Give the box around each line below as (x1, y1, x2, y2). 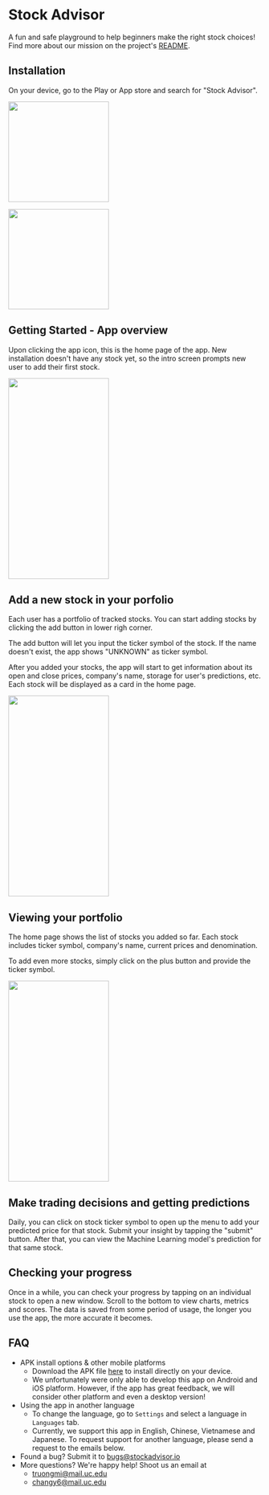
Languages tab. (31, 1417, 80, 1427)
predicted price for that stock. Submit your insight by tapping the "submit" (8, 1226, 254, 1235)
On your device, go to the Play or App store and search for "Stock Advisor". (8, 85, 259, 95)
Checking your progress (8, 1266, 132, 1280)
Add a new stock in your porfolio (8, 593, 174, 607)
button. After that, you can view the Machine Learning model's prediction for (8, 1235, 262, 1244)
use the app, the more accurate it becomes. (8, 1313, 153, 1322)
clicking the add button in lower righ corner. (8, 623, 153, 632)
